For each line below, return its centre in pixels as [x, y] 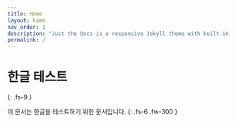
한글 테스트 [37, 77]
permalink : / [26, 40]
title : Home [25, 14]
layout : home [26, 20]
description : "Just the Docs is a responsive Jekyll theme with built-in [118, 33]
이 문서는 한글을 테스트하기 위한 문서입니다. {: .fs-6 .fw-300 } [93, 112]
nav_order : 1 [26, 27]
